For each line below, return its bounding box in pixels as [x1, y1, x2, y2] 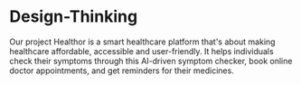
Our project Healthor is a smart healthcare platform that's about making [9, 36, 276, 47]
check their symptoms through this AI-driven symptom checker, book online [9, 55, 293, 66]
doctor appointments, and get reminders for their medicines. [9, 65, 235, 76]
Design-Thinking [9, 6, 138, 27]
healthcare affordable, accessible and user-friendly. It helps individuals [9, 45, 274, 56]
